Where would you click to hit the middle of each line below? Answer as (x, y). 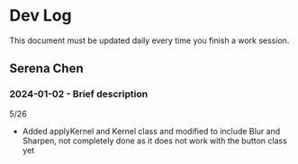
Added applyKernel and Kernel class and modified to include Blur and (151, 131)
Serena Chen (46, 69)
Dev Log (41, 16)
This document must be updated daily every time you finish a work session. (149, 40)
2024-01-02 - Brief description (79, 94)
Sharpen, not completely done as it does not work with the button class (155, 141)
